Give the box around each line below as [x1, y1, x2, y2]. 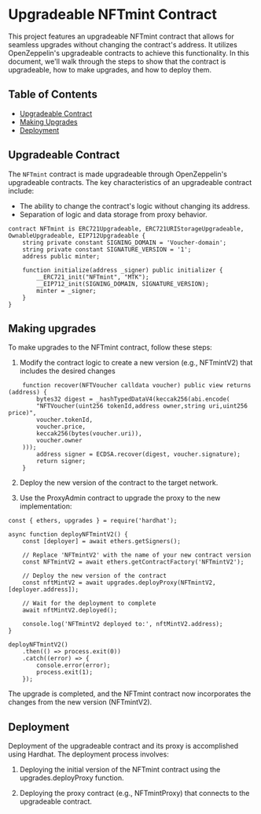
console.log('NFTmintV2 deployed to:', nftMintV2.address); [22, 620, 223, 628]
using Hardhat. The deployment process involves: [8, 749, 169, 759]
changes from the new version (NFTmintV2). [8, 697, 153, 707]
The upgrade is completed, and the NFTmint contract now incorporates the [8, 689, 252, 698]
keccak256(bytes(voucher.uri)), [36, 430, 143, 438]
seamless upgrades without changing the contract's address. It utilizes [8, 39, 237, 49]
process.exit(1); [36, 668, 93, 676]
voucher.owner [36, 437, 83, 445]
